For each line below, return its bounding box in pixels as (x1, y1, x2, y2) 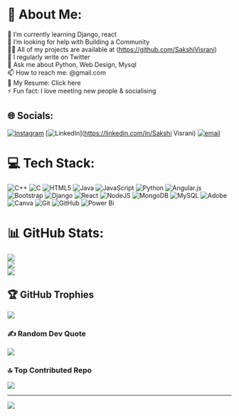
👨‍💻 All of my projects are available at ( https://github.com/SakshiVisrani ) (7, 45, 217, 53)
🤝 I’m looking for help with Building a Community (7, 37, 150, 46)
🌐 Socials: (7, 110, 54, 122)
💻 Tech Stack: (7, 155, 95, 171)
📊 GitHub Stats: (7, 224, 105, 241)
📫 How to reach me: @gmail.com (7, 68, 107, 77)
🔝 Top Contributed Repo (7, 365, 92, 375)
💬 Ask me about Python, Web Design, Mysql (7, 60, 137, 68)
